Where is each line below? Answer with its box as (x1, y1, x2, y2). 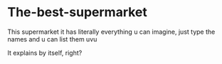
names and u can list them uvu (7, 34, 97, 43)
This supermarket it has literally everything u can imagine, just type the (7, 27, 216, 36)
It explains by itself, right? (7, 49, 83, 57)
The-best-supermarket (7, 4, 148, 20)
